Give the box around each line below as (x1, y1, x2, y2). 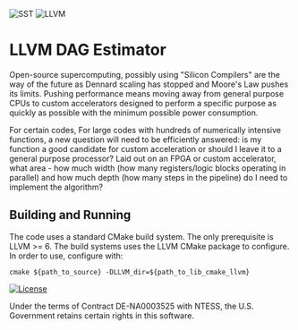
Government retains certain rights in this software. (9, 309, 195, 321)
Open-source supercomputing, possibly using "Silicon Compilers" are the (9, 69, 280, 80)
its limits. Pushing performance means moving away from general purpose (9, 88, 285, 98)
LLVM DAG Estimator (9, 40, 167, 60)
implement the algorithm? (9, 182, 104, 192)
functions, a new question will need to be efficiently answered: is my (9, 134, 262, 145)
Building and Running (9, 207, 132, 223)
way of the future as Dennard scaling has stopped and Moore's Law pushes (9, 79, 289, 89)
